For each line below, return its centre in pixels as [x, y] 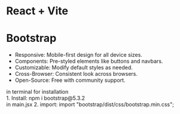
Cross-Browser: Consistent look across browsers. [76, 74]
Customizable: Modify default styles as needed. [74, 67]
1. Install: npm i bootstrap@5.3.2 [46, 98]
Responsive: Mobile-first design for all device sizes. [78, 55]
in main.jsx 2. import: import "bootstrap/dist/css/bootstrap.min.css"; [90, 104]
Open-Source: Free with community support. [70, 80]
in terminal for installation [37, 92]
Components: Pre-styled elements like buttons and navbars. [89, 61]
